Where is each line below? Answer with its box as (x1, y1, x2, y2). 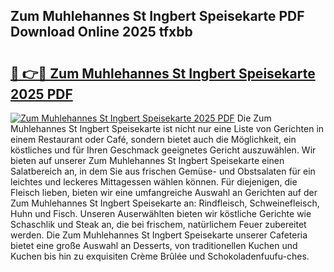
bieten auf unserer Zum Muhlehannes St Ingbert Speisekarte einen (10, 155, 285, 166)
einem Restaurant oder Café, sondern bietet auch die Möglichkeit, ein (10, 134, 297, 145)
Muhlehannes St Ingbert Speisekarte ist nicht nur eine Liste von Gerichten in (10, 123, 325, 134)
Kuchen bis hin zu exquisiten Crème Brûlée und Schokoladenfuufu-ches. (10, 250, 310, 262)
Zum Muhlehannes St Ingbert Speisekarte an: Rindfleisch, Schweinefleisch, (10, 197, 320, 209)
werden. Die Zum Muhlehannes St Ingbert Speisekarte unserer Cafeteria (10, 229, 308, 241)
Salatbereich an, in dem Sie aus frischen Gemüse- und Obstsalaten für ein (10, 165, 316, 177)
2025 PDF (10, 85, 73, 103)
